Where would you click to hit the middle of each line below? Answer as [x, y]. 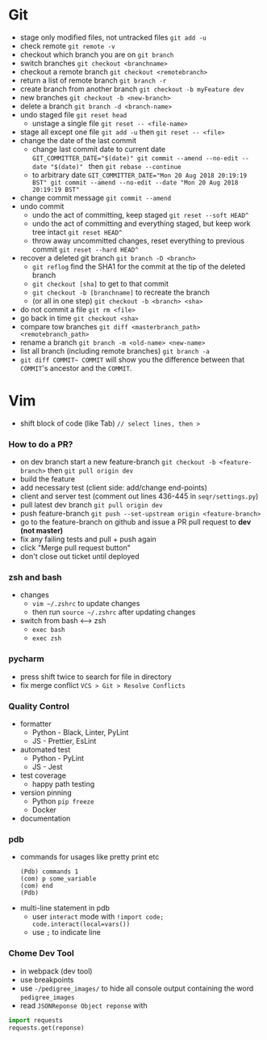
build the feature [47, 479]
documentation [45, 818]
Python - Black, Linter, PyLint [80, 732]
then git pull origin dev [90, 470]
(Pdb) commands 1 [49, 872]
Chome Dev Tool [41, 953]
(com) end [37, 886]
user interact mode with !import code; [98, 917]
